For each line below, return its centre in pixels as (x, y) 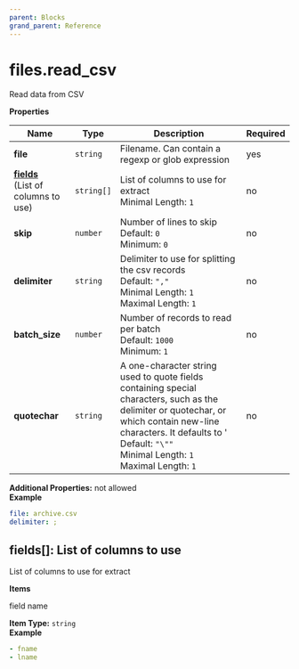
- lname (24, 657)
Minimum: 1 (144, 351)
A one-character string (168, 366)
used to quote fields (162, 377)
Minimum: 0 (144, 244)
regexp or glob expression (174, 159)
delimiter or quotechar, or (173, 411)
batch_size (37, 335)
